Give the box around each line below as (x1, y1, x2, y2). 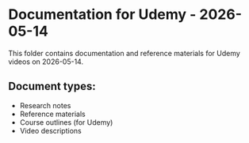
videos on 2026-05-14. (8, 57, 84, 66)
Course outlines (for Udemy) (19, 117, 113, 127)
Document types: (8, 80, 97, 93)
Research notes (19, 100, 71, 110)
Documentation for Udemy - (8, 6, 197, 24)
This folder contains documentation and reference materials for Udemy (8, 48, 240, 58)
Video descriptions (19, 126, 82, 135)
